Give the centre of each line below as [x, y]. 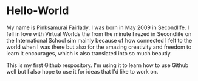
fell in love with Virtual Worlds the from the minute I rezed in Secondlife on [99, 33]
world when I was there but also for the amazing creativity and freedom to [99, 47]
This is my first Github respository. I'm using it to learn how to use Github [97, 65]
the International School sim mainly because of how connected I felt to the [99, 40]
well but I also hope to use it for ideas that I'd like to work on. [82, 71]
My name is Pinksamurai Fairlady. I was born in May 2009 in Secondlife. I [98, 27]
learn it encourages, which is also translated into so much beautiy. [89, 53]
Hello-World [38, 11]
